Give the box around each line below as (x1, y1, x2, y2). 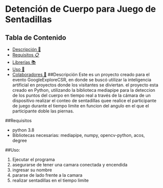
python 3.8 (12, 127, 34, 133)
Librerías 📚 (12, 59, 36, 65)
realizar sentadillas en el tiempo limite (12, 178, 89, 183)
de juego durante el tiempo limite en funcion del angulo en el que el (12, 103, 149, 108)
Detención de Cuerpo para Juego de (5, 3, 156, 15)
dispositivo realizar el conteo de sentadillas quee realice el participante (12, 98, 157, 104)
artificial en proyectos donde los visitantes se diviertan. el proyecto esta (12, 82, 159, 88)
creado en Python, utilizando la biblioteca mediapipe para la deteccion (12, 87, 156, 93)
